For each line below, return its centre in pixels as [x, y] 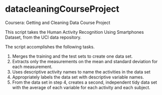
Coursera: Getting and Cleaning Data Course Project [58, 23]
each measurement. [32, 67]
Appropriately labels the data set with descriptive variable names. [78, 77]
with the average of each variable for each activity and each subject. [81, 87]
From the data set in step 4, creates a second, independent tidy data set [84, 82]
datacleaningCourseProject [62, 9]
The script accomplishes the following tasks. [50, 47]
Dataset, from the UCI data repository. [43, 37]
